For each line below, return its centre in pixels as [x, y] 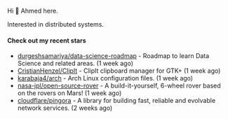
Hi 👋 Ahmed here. [33, 11]
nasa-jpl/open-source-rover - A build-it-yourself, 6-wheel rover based [119, 86]
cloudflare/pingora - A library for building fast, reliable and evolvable [116, 101]
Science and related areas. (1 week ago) [75, 64]
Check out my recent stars [47, 40]
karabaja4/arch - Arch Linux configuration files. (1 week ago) [105, 78]
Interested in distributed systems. [55, 24]
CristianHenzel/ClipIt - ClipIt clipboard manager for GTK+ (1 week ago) [119, 71]
